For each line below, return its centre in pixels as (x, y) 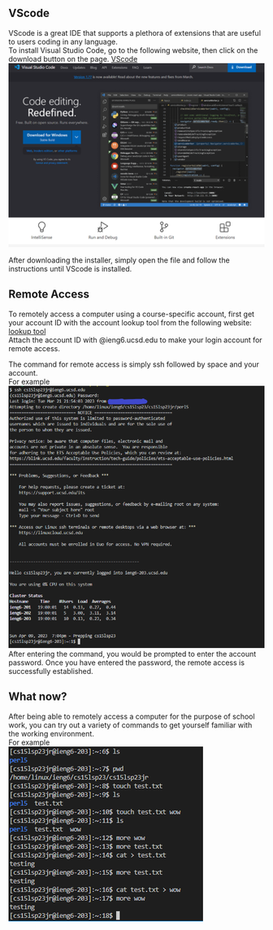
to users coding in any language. (63, 41)
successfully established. (51, 671)
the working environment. (52, 733)
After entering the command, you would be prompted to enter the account (132, 654)
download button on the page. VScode (73, 59)
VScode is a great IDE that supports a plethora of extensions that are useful (135, 33)
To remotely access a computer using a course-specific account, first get (131, 314)
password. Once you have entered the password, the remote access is (127, 663)
